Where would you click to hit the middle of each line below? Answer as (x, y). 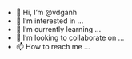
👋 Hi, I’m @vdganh (46, 12)
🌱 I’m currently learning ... (58, 29)
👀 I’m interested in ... (50, 21)
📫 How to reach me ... (53, 47)
